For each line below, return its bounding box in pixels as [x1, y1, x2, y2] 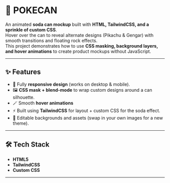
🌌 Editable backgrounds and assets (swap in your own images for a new [12, 115, 163, 121]
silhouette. [12, 94, 35, 100]
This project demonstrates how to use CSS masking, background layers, [5, 43, 158, 49]
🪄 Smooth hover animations [12, 100, 73, 106]
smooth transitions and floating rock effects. [5, 38, 98, 44]
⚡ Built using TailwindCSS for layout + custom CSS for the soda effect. [12, 107, 160, 114]
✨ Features [5, 68, 41, 77]
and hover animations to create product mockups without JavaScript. [5, 48, 151, 54]
